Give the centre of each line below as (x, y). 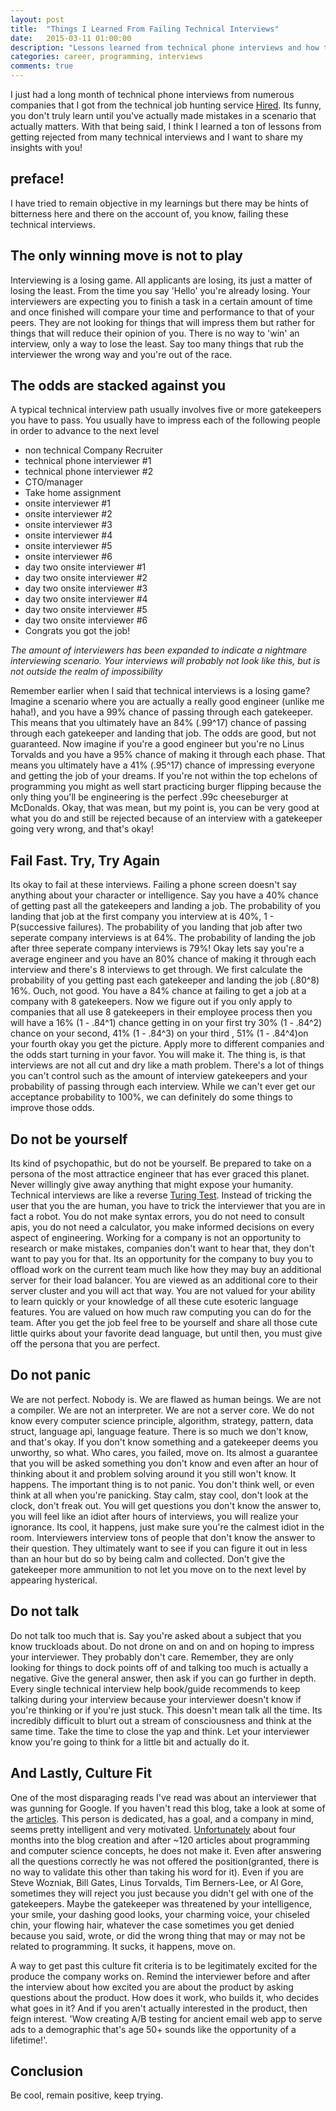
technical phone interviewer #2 (89, 472)
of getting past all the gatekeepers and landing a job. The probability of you (165, 906)
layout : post (37, 19)
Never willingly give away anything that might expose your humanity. (152, 1185)
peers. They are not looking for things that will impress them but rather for (162, 322)
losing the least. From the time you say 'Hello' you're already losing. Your (160, 290)
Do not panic (51, 1375)
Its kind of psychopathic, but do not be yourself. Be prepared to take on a (161, 1163)
